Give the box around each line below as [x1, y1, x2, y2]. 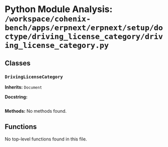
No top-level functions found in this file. [5, 136, 87, 142]
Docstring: [5, 94, 28, 100]
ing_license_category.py [5, 41, 109, 50]
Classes [5, 59, 31, 67]
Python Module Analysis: [5, 4, 113, 15]
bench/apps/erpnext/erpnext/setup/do [5, 23, 163, 33]
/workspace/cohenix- [5, 14, 91, 24]
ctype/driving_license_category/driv [5, 32, 163, 41]
